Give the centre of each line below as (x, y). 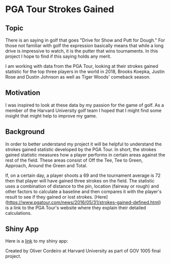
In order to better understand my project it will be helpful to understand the (83, 144)
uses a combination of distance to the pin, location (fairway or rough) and (82, 186)
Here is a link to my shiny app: (37, 241)
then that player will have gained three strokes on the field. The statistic (80, 180)
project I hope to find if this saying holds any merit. (58, 56)
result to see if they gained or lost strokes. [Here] (57, 197)
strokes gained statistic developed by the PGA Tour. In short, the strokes (81, 149)
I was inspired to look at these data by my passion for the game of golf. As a (84, 105)
